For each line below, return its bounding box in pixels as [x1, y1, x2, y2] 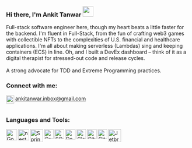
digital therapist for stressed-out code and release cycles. [6, 55, 145, 62]
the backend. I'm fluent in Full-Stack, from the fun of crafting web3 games [6, 30, 185, 37]
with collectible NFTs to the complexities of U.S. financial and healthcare [6, 36, 180, 43]
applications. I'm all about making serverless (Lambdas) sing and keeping [6, 43, 183, 50]
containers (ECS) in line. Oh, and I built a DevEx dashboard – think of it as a [6, 48, 187, 55]
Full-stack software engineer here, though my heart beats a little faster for [6, 24, 184, 31]
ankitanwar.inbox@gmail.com [15, 95, 86, 102]
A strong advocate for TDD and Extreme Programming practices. [6, 67, 162, 74]
